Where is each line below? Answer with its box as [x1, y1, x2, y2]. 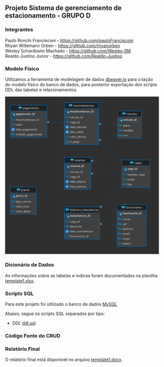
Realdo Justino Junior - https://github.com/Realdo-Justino [5, 53, 123, 59]
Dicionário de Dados [5, 262, 54, 269]
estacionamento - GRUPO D [5, 12, 91, 20]
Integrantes [5, 26, 33, 33]
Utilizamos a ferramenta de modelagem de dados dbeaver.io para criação [5, 76, 153, 82]
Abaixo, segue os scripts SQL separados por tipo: [5, 311, 105, 317]
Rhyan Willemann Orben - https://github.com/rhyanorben [5, 43, 121, 49]
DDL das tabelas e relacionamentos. [5, 87, 78, 93]
